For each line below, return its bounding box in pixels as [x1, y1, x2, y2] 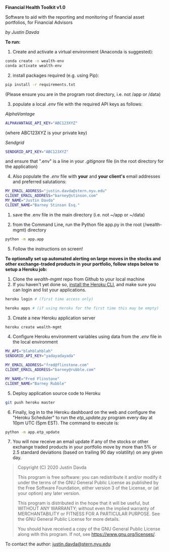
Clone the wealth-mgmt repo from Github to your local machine [12, 276, 145, 282]
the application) [5, 163, 38, 170]
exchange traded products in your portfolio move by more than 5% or [12, 444, 157, 450]
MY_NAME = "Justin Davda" [5, 198, 55, 203]
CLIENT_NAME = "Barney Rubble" [5, 381, 67, 386]
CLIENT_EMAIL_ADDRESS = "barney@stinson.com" [5, 193, 98, 198]
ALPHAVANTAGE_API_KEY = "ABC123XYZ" [5, 121, 78, 126]
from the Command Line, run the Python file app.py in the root [12, 222, 142, 228]
